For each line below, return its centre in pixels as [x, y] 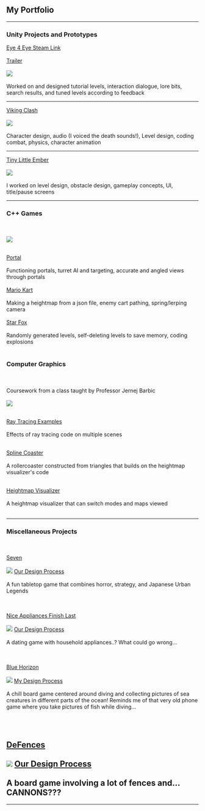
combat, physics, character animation [54, 142]
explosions [20, 342]
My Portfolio [30, 10]
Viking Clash [22, 110]
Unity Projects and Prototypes [52, 34]
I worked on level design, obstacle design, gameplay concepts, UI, [90, 186]
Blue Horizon [23, 667]
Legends [17, 591]
